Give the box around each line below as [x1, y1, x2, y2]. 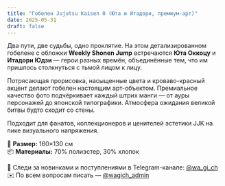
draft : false [7, 23, 45, 30]
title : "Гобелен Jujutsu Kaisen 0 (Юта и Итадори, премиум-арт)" [7, 10, 198, 17]
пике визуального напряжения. [7, 126, 99, 135]
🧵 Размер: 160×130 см [7, 140, 73, 148]
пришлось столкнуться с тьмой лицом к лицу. [7, 63, 143, 72]
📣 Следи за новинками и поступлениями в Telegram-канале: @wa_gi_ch [7, 163, 218, 172]
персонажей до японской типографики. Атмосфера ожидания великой [7, 99, 215, 107]
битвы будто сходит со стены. [7, 106, 95, 114]
